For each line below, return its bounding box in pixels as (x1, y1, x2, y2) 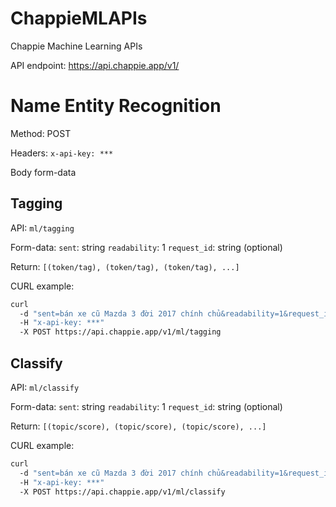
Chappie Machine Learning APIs (10, 40, 143, 52)
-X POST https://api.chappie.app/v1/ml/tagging (19, 327, 222, 337)
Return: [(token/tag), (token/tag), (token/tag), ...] (10, 260, 240, 272)
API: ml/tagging (10, 222, 75, 234)
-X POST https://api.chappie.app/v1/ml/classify (19, 487, 226, 497)
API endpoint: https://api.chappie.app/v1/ (10, 59, 180, 71)
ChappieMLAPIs (10, 7, 148, 30)
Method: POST (10, 127, 72, 139)
